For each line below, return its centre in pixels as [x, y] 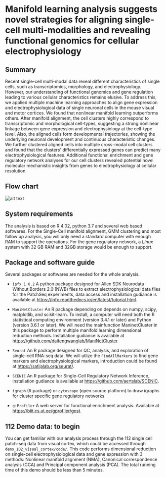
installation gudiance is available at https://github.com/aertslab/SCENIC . [86, 381]
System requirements [39, 214]
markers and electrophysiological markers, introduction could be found [84, 361]
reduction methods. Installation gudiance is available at [68, 336]
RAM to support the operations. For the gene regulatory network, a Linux [79, 242]
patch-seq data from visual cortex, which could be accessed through [75, 444]
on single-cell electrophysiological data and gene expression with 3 [74, 454]
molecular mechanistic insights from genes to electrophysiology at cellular [81, 165]
